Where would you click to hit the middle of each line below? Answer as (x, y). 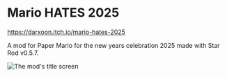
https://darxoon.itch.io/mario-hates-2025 (66, 32)
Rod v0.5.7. (23, 53)
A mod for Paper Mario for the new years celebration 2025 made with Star (114, 45)
